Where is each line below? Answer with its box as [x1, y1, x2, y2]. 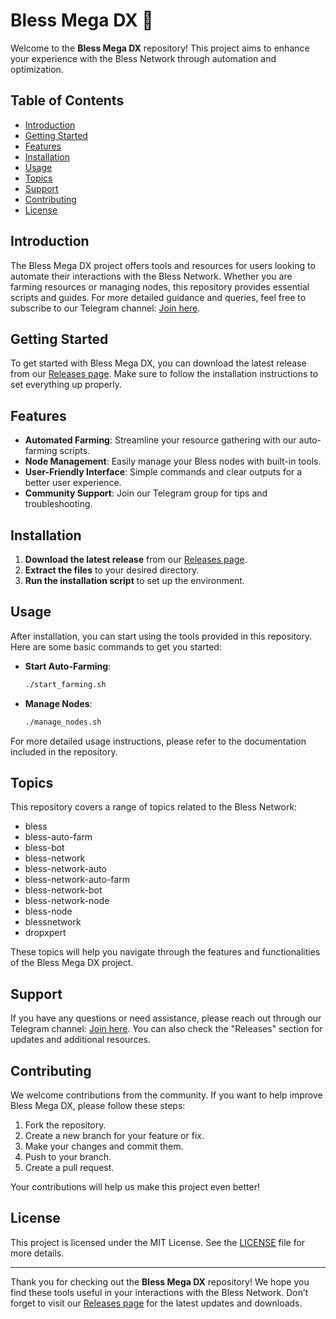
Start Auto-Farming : [24, 660, 112, 672]
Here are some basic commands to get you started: [10, 640, 222, 653]
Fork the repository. [24, 1119, 107, 1131]
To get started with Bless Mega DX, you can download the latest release [10, 357, 307, 369]
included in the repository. [10, 745, 118, 758]
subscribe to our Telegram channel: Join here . [10, 302, 201, 314]
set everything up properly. [10, 379, 123, 391]
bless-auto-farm [24, 831, 93, 843]
